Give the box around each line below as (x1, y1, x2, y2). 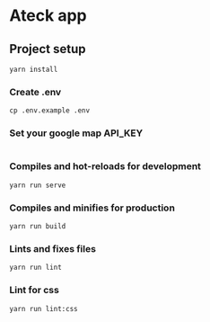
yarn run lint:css (9, 304, 78, 313)
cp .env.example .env (9, 106, 91, 115)
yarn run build (9, 222, 66, 231)
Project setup (9, 41, 87, 57)
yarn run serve (9, 181, 66, 190)
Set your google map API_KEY (9, 127, 144, 139)
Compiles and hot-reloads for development (9, 160, 202, 173)
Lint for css (9, 284, 60, 297)
